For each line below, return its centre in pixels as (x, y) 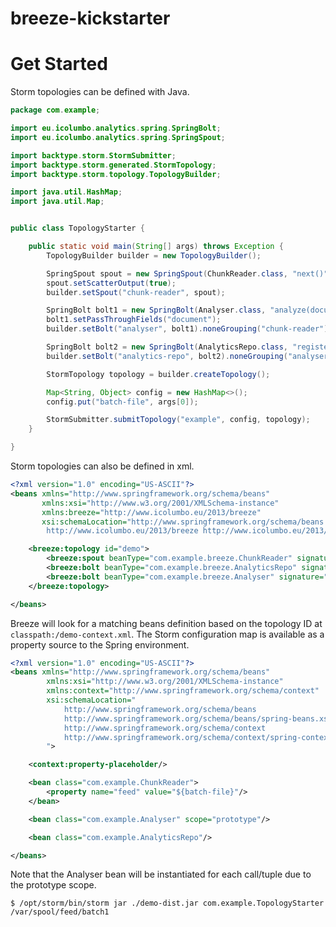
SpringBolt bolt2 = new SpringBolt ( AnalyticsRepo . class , (167, 347)
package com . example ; (55, 110)
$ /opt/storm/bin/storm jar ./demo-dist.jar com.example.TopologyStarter (167, 903)
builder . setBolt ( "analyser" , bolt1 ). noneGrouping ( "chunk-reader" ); (189, 329)
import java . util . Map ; (57, 202)
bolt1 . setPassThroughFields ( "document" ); (134, 320)
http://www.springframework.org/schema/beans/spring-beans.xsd (198, 718)
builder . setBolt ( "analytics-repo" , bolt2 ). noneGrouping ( (167, 356)
